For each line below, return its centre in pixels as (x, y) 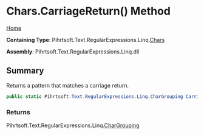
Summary (25, 71)
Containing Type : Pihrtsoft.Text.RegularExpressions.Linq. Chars (86, 40)
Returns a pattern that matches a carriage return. (68, 85)
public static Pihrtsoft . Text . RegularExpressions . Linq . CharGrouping (95, 96)
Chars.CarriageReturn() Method (89, 11)
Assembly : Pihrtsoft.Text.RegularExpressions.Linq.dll (73, 51)
